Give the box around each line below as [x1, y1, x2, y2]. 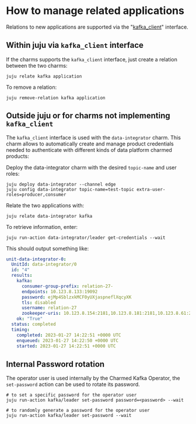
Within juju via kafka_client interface [6, 40, 144, 50]
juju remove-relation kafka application [6, 95, 106, 100]
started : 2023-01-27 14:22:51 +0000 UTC [16, 343, 116, 349]
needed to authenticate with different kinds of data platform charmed [6, 146, 172, 153]
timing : [11, 326, 30, 332]
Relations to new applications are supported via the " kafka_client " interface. [6, 23, 188, 30]
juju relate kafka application [6, 73, 82, 79]
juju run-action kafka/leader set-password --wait [6, 413, 132, 419]
